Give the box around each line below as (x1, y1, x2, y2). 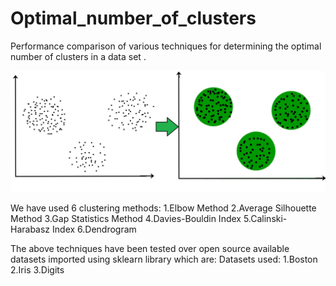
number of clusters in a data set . (10, 50, 147, 62)
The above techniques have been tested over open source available (10, 242, 290, 254)
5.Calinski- (243, 212, 288, 224)
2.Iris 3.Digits (10, 263, 65, 276)
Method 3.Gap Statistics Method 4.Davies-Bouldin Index (10, 212, 242, 224)
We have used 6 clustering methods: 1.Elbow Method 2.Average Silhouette (10, 202, 317, 214)
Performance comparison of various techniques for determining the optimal (10, 40, 322, 52)
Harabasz (10, 223, 51, 235)
